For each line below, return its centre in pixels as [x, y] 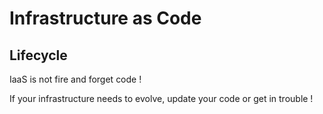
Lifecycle [38, 55]
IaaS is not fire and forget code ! [75, 79]
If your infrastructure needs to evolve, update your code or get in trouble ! [161, 98]
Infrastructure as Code [105, 18]
